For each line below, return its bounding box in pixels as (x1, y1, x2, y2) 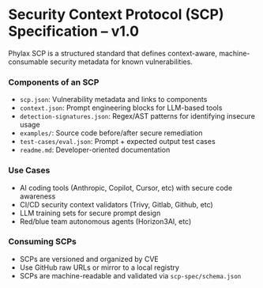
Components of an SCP (8, 77, 100, 88)
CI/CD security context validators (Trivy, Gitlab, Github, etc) (19, 199, 213, 209)
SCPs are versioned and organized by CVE (19, 254, 160, 263)
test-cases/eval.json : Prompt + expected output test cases (19, 137, 216, 146)
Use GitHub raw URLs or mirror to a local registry (19, 263, 180, 272)
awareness (19, 191, 56, 201)
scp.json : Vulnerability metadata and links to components (19, 95, 208, 104)
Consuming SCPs (8, 236, 77, 247)
